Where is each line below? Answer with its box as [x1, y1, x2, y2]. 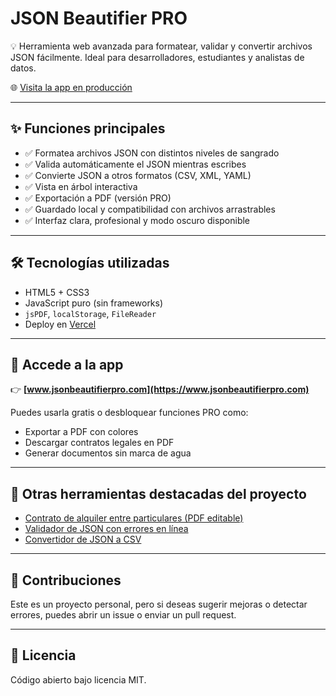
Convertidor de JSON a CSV [24, 533, 142, 546]
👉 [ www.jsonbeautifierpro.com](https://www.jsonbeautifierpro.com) [10, 383, 310, 396]
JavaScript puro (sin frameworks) [24, 297, 164, 309]
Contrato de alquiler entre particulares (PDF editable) [24, 512, 244, 524]
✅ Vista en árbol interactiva [24, 180, 138, 192]
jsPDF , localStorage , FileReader [24, 307, 157, 319]
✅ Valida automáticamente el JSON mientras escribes [24, 158, 247, 170]
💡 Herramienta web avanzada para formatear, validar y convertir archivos [10, 40, 313, 52]
